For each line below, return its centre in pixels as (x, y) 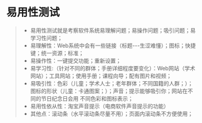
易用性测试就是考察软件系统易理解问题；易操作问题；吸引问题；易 (113, 30)
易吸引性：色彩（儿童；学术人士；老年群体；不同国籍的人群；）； (112, 83)
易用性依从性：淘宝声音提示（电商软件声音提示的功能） (99, 106)
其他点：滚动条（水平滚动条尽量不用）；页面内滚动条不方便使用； (112, 113)
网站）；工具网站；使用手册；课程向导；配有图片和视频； (101, 76)
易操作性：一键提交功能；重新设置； (76, 61)
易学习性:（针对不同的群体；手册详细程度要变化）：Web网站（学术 (113, 68)
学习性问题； (46, 38)
